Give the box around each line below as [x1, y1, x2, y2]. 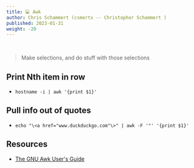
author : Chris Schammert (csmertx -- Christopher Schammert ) [6, 15, 167, 21]
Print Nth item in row [6, 72, 85, 82]
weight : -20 [6, 25, 36, 32]
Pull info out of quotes [6, 106, 92, 116]
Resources [6, 139, 48, 149]
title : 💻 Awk [6, 8, 41, 15]
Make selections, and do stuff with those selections [21, 54, 150, 61]
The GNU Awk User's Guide [15, 155, 85, 163]
